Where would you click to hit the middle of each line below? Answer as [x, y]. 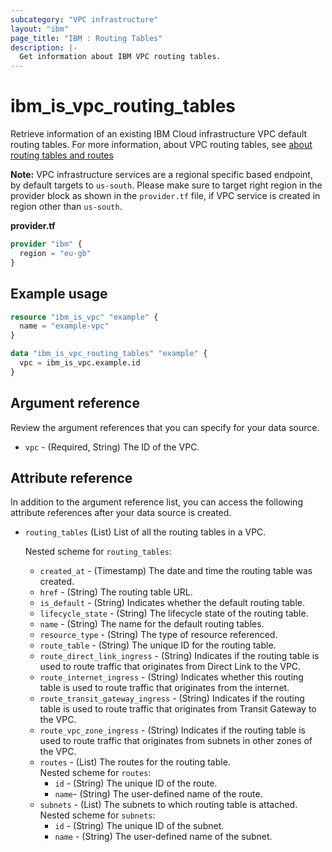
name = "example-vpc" [64, 326]
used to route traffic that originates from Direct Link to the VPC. [170, 667]
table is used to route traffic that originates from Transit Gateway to [178, 709]
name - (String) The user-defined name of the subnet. [163, 837]
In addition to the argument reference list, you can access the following [156, 502]
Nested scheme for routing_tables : [98, 552]
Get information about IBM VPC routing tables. [120, 57]
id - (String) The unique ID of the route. [136, 783]
